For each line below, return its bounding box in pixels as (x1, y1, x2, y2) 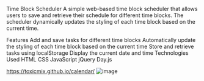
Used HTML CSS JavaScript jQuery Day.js (6, 56, 112, 63)
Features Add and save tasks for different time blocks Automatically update (6, 37, 196, 43)
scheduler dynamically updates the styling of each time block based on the (6, 18, 195, 25)
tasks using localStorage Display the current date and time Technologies (6, 49, 189, 57)
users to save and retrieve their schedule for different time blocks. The (6, 12, 184, 19)
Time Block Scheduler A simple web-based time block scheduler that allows (6, 5, 198, 12)
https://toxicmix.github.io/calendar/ (6, 68, 95, 75)
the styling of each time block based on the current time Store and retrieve (6, 43, 194, 50)
